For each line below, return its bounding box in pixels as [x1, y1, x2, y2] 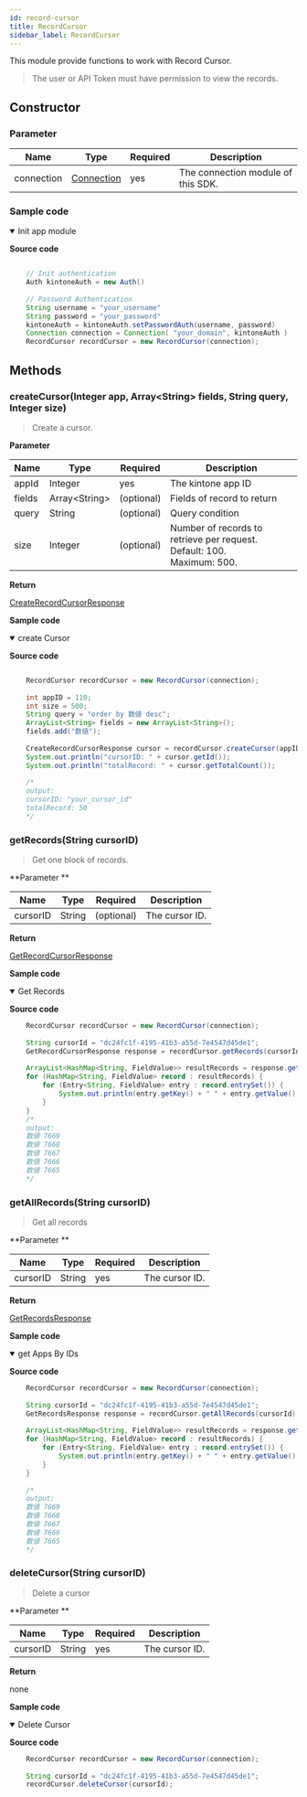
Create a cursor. [31, 422, 93, 433]
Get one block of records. [31, 854, 129, 865]
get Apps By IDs [17, 1348, 79, 1359]
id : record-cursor [9, 13, 79, 23]
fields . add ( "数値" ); [26, 727, 101, 736]
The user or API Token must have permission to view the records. [31, 73, 279, 84]
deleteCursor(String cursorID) [9, 1567, 146, 1579]
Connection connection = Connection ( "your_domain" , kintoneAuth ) [26, 328, 288, 338]
